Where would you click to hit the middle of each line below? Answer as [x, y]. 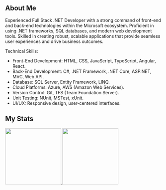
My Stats [19, 119]
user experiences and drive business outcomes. [54, 41]
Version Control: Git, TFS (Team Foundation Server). [66, 92]
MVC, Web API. [28, 76]
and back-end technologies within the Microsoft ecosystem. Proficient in [80, 25]
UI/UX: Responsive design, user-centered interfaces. [66, 103]
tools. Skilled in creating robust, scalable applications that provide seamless [83, 36]
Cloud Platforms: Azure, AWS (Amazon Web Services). [68, 87]
